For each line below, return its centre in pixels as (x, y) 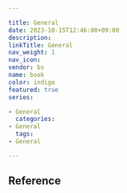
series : (21, 97)
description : (30, 38)
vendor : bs (26, 68)
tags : (25, 134)
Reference (35, 181)
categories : (36, 119)
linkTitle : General (41, 45)
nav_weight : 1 (32, 53)
